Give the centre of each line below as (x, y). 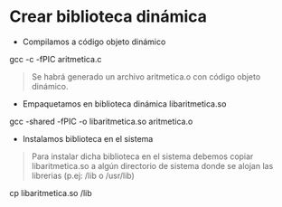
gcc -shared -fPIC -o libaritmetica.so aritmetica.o (101, 121)
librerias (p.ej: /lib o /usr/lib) (83, 175)
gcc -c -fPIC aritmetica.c (56, 59)
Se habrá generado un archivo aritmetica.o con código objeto (146, 76)
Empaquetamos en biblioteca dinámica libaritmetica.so (124, 103)
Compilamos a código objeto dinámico (94, 42)
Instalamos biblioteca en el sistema (88, 138)
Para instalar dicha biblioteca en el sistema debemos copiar (142, 156)
